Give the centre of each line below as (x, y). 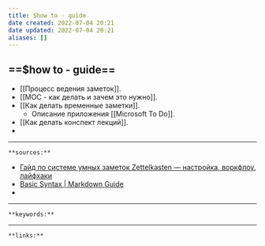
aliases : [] (28, 38)
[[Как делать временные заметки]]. (80, 106)
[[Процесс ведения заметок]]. (70, 89)
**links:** (26, 236)
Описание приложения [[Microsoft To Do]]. (103, 114)
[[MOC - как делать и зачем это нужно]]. (88, 97)
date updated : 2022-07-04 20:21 (61, 30)
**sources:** (30, 153)
